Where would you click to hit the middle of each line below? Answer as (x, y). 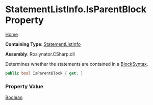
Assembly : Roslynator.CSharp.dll (40, 54)
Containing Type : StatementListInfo (43, 44)
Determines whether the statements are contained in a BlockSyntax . (77, 64)
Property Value (24, 86)
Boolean (14, 97)
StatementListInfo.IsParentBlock (76, 9)
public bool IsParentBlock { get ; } (44, 73)
